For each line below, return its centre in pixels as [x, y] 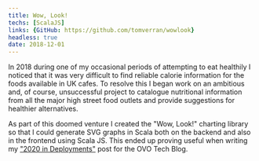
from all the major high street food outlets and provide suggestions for [122, 101]
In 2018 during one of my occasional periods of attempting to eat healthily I [129, 67]
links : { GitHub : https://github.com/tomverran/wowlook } [101, 30]
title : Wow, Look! [38, 15]
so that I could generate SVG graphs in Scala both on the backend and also [129, 132]
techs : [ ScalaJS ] [36, 23]
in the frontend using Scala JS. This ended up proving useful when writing [128, 141]
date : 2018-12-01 [36, 45]
